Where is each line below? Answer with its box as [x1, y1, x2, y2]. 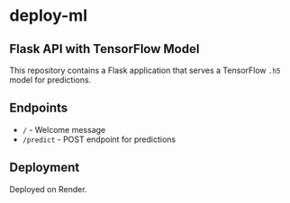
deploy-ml [9, 5, 88, 26]
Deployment [9, 160, 80, 175]
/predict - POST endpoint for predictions [22, 134, 177, 145]
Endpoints [9, 101, 68, 116]
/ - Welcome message [22, 124, 106, 135]
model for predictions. [9, 75, 92, 85]
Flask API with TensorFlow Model [9, 41, 200, 57]
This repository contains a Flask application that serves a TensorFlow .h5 [9, 65, 281, 75]
